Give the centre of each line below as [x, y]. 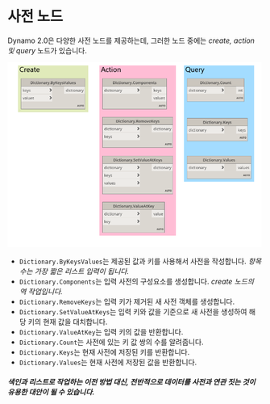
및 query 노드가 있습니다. [48, 50]
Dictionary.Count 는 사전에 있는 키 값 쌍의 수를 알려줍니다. [111, 342]
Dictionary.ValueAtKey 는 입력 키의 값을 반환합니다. [101, 331]
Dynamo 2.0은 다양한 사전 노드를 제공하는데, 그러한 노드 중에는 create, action [131, 40]
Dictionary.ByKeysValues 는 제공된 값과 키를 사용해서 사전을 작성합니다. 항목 [140, 261]
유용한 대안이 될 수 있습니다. [51, 392]
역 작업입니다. [41, 291]
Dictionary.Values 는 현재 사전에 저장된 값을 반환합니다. [108, 362]
